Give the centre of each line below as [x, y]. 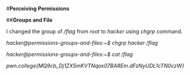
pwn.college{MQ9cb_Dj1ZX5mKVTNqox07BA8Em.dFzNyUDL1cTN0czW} [95, 66]
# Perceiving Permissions [38, 9]
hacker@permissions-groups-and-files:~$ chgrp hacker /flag [82, 43]
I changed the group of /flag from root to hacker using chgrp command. [94, 31]
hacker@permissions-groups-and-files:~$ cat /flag [69, 54]
